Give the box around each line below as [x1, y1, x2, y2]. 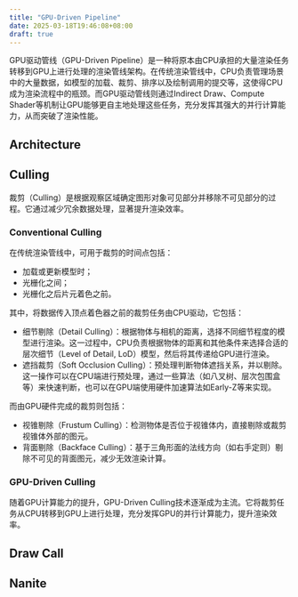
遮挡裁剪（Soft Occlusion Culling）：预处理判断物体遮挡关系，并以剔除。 [21, 359, 287, 370]
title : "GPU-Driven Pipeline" [9, 12, 122, 22]
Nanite [9, 576, 47, 591]
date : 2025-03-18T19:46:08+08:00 [9, 21, 133, 30]
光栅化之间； [21, 277, 69, 287]
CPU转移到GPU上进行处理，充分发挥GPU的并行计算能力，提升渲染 [24, 508, 270, 519]
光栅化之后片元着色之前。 [21, 288, 117, 299]
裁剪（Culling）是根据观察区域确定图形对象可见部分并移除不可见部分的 [9, 192, 269, 203]
